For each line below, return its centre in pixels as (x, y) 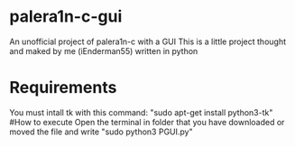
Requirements (63, 88)
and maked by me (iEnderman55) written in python (104, 50)
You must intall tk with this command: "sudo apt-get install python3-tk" (141, 112)
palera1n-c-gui (66, 17)
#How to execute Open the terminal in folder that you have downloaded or (147, 122)
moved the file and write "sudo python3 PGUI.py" (101, 132)
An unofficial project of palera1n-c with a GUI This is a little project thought (148, 41)
